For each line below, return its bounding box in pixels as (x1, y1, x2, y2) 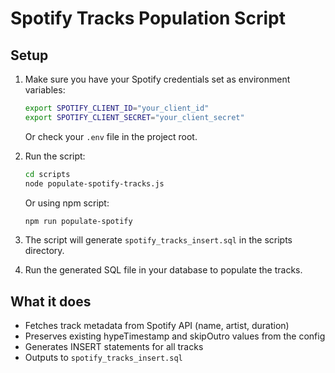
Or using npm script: (24, 197, 110, 209)
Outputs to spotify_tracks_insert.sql (24, 352, 183, 364)
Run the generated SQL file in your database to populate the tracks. (24, 264, 303, 276)
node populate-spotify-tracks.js (24, 178, 165, 189)
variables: (24, 84, 66, 96)
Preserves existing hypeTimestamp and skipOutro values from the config (24, 330, 326, 342)
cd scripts (24, 169, 71, 179)
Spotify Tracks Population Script (10, 7, 286, 30)
